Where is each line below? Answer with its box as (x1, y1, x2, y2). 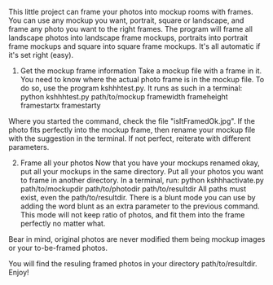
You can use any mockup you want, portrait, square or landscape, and (8, 15, 244, 25)
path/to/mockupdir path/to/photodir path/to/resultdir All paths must (20, 184, 247, 194)
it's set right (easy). (8, 50, 74, 59)
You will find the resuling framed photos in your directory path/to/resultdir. (8, 259, 258, 268)
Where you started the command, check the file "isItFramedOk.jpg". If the (8, 116, 255, 125)
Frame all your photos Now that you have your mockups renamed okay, (20, 158, 261, 168)
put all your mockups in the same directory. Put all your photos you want (20, 167, 264, 176)
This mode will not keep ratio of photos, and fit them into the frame (20, 210, 245, 219)
